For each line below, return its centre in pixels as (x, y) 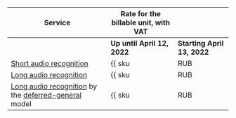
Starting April (201, 43)
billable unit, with (141, 22)
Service (57, 22)
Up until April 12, (139, 43)
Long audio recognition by (54, 86)
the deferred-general (46, 95)
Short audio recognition (50, 64)
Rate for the (141, 14)
